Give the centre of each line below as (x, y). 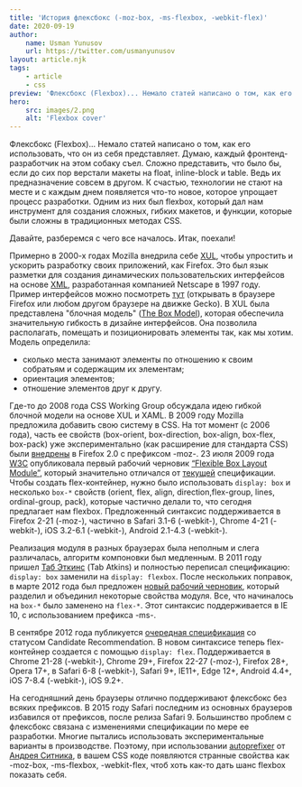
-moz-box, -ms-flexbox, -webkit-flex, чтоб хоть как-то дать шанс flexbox (147, 765)
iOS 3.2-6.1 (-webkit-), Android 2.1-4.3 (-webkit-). (136, 531)
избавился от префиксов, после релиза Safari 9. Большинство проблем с (151, 718)
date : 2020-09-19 (42, 26)
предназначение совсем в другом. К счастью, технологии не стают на (146, 182)
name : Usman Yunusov (64, 43)
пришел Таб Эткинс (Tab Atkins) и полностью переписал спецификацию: (150, 567)
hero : (19, 102)
